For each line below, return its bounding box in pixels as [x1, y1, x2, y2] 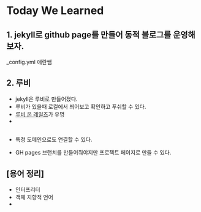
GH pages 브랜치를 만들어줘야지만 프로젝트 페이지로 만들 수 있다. [15, 149, 172, 156]
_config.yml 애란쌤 [6, 59, 52, 65]
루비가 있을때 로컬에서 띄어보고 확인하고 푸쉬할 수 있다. [15, 103, 146, 110]
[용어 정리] [6, 169, 45, 179]
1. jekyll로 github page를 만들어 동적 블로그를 [6, 29, 172, 40]
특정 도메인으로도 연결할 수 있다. [15, 136, 93, 144]
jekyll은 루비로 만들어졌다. [15, 95, 78, 103]
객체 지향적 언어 [15, 194, 53, 201]
